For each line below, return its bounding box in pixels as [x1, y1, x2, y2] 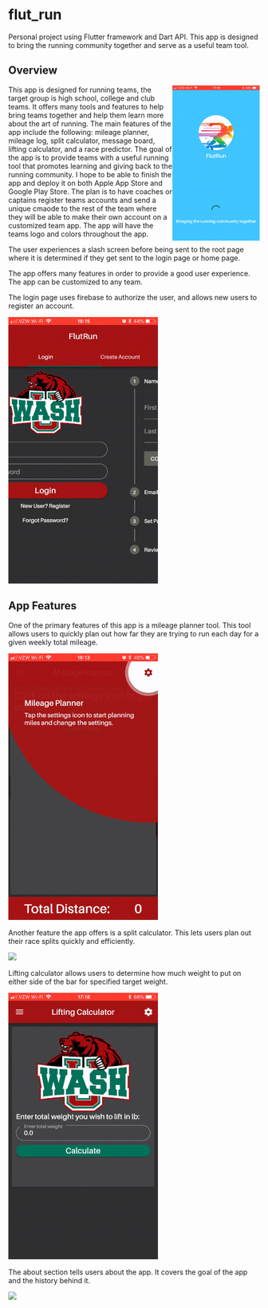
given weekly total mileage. [8, 637, 98, 647]
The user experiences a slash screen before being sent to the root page [8, 244, 245, 254]
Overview [8, 64, 58, 77]
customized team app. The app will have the [8, 220, 154, 230]
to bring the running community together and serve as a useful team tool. [8, 40, 249, 50]
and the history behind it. [8, 1276, 90, 1286]
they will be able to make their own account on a [8, 212, 167, 221]
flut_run [8, 6, 62, 24]
